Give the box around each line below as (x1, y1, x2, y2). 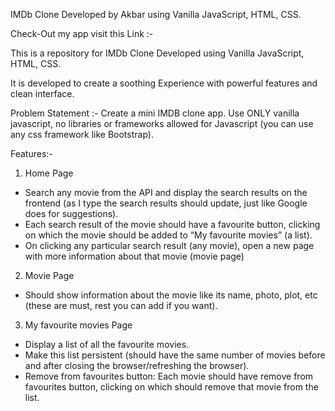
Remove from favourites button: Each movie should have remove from (24, 370, 314, 382)
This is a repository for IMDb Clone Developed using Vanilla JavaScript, (10, 47, 305, 59)
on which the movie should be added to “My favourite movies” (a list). (24, 229, 313, 241)
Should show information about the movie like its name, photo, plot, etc (24, 289, 318, 301)
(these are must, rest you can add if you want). (24, 300, 218, 311)
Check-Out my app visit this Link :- (10, 28, 154, 39)
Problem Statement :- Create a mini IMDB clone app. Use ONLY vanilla (10, 107, 300, 119)
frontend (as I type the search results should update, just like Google (24, 197, 308, 209)
